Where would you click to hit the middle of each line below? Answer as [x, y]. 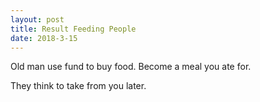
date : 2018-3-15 [44, 38]
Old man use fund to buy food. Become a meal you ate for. [131, 67]
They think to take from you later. [78, 86]
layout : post [37, 19]
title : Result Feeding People [73, 29]
